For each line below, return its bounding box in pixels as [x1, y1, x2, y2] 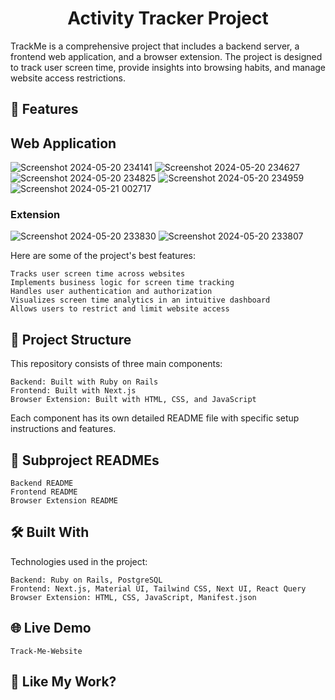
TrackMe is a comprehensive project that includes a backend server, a [10, 40, 300, 52]
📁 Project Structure [10, 331, 132, 348]
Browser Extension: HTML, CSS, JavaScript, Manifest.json [10, 592, 257, 602]
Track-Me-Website [10, 646, 83, 656]
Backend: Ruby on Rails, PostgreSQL [10, 575, 163, 585]
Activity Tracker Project [67, 7, 269, 30]
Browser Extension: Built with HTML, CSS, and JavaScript [10, 395, 257, 405]
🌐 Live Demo [10, 620, 92, 637]
